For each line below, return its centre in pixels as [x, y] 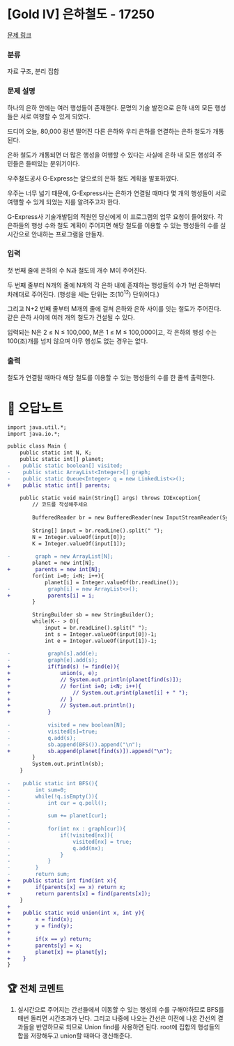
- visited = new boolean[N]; [67, 725]
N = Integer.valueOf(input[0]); [79, 537]
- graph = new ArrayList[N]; [60, 556]
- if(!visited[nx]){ [60, 835]
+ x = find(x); [40, 920]
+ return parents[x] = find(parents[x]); [79, 893]
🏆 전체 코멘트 [36, 988]
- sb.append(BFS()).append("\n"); [74, 744]
